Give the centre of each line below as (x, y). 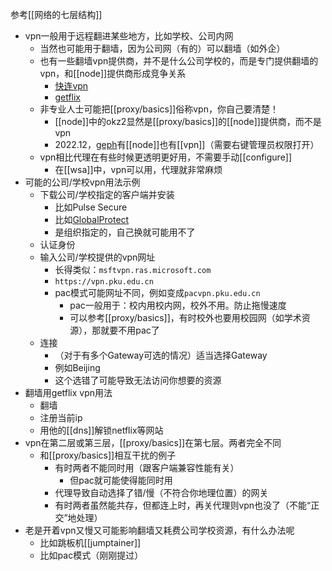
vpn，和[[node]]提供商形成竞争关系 (113, 73)
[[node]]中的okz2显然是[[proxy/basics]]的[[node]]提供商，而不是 (188, 121)
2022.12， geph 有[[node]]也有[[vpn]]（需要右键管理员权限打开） (187, 144)
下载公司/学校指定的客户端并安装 (107, 194)
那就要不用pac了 (125, 330)
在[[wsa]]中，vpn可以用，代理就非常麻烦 (138, 169)
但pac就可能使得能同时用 (121, 480)
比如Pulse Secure (91, 207)
